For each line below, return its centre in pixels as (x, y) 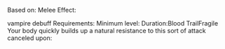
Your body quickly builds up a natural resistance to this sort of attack (107, 31)
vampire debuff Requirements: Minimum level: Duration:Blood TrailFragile (113, 23)
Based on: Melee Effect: (42, 10)
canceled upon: (30, 38)
